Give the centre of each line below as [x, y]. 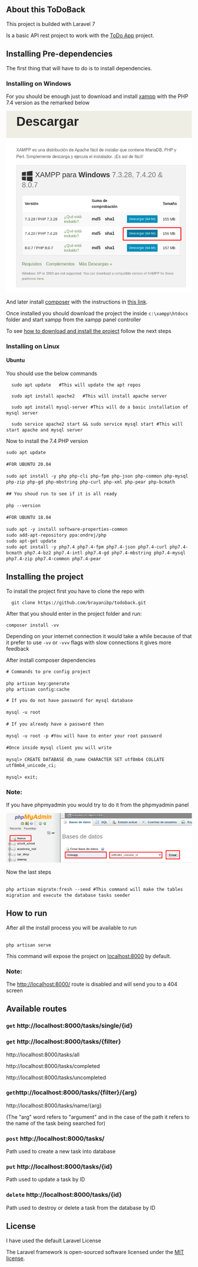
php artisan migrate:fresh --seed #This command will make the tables [95, 889]
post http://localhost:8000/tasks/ [55, 1138]
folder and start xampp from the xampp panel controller [74, 319]
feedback [18, 648]
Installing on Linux [33, 346]
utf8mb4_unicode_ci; [32, 765]
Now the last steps [29, 872]
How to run [27, 914]
